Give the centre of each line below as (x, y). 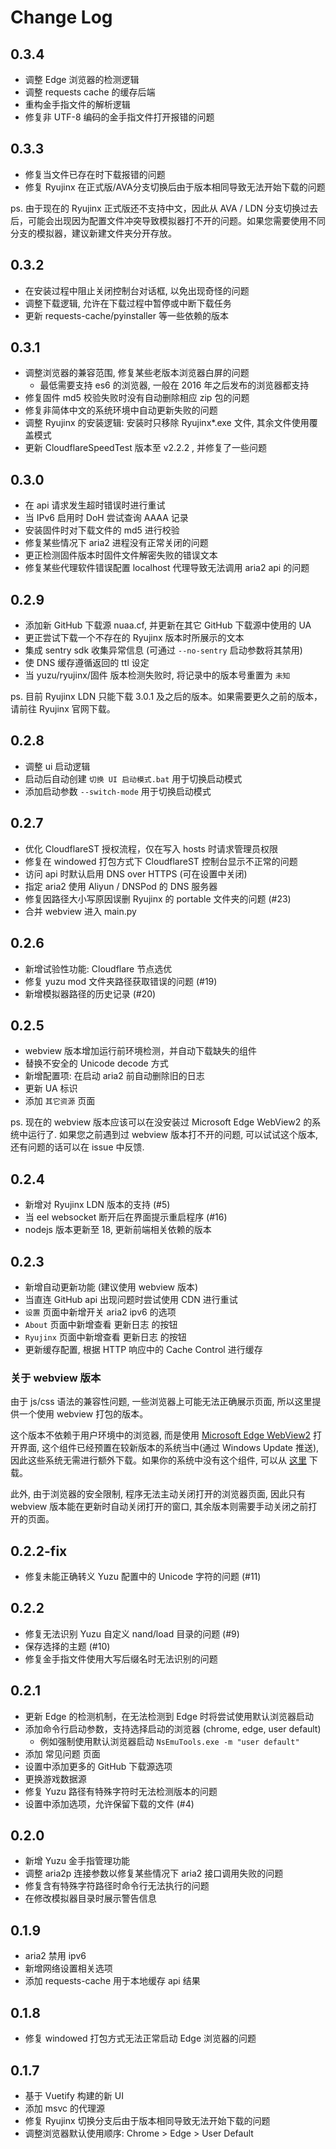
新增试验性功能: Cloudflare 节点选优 (98, 968)
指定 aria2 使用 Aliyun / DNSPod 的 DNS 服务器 (121, 886)
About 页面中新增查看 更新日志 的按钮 (101, 1324)
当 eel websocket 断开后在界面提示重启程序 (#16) (126, 1217)
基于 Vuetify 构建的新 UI (74, 2095)
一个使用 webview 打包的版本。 (83, 1414)
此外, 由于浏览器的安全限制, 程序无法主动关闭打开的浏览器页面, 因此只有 (158, 1494)
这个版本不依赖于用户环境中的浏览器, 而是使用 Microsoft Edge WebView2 (161, 1435)
